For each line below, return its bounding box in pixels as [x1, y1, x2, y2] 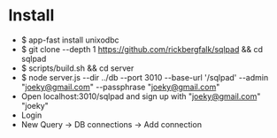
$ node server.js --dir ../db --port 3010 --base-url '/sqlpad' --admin [20, 72, 269, 82]
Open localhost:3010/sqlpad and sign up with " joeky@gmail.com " [20, 90, 261, 102]
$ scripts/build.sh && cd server [20, 63, 135, 73]
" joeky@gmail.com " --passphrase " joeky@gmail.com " [20, 81, 220, 92]
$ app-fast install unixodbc [20, 34, 119, 45]
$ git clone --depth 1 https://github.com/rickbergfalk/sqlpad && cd [20, 43, 263, 54]
